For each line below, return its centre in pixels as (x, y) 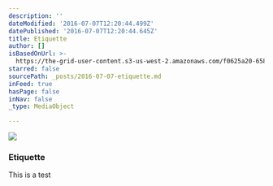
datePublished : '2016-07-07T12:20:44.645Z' (83, 31)
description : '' (36, 16)
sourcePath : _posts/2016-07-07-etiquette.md (85, 76)
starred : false (34, 69)
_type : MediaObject (41, 106)
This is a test (30, 175)
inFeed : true (30, 84)
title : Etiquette (38, 39)
